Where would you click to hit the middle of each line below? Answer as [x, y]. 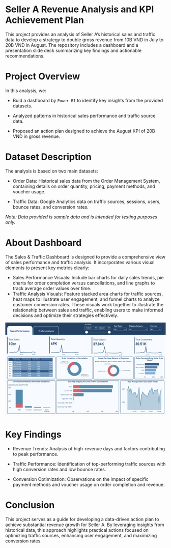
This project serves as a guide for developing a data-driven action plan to [82, 519]
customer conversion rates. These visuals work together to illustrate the [88, 304]
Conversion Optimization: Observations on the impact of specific [80, 479]
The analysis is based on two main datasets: [52, 171]
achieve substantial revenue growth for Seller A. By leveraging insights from [85, 525]
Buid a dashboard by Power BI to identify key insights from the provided [88, 100]
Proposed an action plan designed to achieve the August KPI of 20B [84, 131]
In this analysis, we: [26, 91]
